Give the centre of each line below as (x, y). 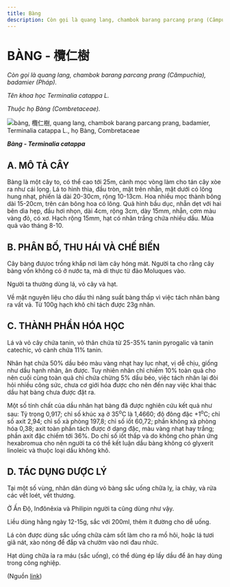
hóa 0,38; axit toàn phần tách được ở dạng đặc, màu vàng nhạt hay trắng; (111, 428)
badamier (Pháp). (32, 82)
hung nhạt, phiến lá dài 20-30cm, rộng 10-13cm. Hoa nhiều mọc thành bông (114, 196)
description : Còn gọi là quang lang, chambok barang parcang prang (105, 20)
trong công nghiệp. (34, 563)
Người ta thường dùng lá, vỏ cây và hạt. (63, 284)
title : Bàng (24, 13)
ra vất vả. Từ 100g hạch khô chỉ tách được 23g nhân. (81, 304)
